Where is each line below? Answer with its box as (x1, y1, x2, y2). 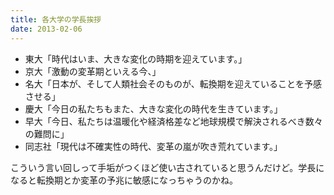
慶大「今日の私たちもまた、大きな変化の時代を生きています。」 (24, 102, 283, 115)
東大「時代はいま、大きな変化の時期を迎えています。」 (24, 52, 248, 65)
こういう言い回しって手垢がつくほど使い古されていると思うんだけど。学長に (10, 161, 325, 173)
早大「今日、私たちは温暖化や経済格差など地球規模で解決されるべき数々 (24, 115, 323, 127)
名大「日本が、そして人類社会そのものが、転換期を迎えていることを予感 (24, 77, 323, 90)
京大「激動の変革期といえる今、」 (24, 65, 162, 77)
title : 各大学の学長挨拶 (10, 14, 102, 25)
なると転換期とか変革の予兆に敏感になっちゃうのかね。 (10, 174, 238, 186)
